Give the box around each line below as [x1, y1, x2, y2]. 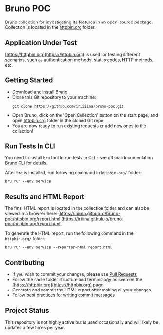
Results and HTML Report [5, 192, 84, 201]
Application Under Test [5, 39, 77, 47]
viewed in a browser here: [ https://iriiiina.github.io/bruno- [5, 211, 121, 217]
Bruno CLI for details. [5, 160, 48, 166]
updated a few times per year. [5, 324, 65, 330]
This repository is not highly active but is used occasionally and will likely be [5, 319, 159, 325]
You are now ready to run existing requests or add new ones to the [12, 123, 146, 129]
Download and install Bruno [12, 89, 68, 95]
